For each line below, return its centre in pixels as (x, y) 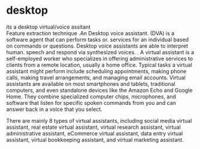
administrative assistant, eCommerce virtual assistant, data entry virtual (95, 133)
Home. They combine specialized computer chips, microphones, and (91, 97)
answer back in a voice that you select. (54, 109)
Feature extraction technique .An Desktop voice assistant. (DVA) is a (90, 33)
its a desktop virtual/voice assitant (49, 27)
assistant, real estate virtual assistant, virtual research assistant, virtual (93, 127)
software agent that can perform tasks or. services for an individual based (98, 39)
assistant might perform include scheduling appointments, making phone (96, 71)
